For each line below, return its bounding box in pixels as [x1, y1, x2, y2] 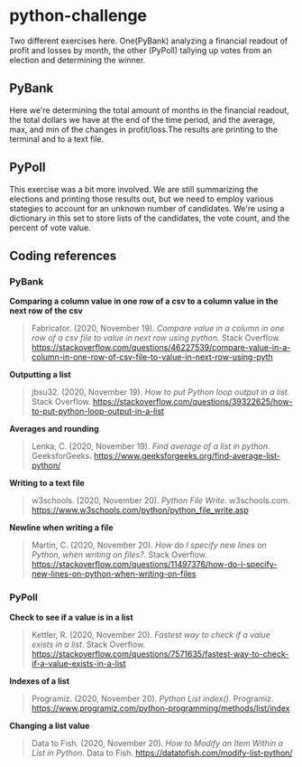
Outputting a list [9, 369, 71, 380]
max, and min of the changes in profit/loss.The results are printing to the [9, 124, 278, 135]
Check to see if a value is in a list [9, 612, 133, 622]
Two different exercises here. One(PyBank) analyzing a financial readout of [9, 35, 288, 46]
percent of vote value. [9, 222, 92, 233]
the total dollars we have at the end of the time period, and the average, [9, 114, 276, 125]
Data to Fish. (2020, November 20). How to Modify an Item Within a [31, 737, 284, 748]
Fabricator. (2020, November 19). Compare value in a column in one [31, 323, 285, 334]
